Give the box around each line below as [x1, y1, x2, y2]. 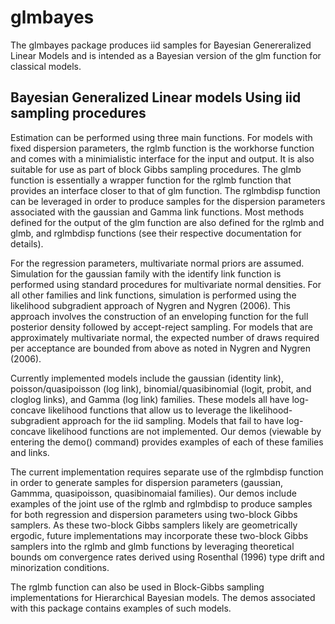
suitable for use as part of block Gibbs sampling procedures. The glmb [10, 163, 302, 175]
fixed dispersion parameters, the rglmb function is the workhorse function [10, 142, 315, 154]
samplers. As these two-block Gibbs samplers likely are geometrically [10, 519, 298, 531]
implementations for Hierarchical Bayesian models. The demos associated [10, 591, 316, 603]
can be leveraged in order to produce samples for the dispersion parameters [10, 195, 326, 207]
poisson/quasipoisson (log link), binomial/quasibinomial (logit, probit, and [10, 382, 312, 395]
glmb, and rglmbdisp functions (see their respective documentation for [10, 227, 302, 239]
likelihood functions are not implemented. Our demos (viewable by [48, 425, 322, 437]
